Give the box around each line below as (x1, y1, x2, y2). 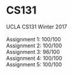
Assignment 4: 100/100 (6, 54, 62, 62)
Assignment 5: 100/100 (6, 60, 62, 68)
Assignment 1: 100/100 (6, 36, 61, 43)
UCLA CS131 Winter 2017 (6, 23, 67, 30)
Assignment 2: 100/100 (6, 42, 62, 49)
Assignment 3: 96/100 (6, 48, 61, 55)
